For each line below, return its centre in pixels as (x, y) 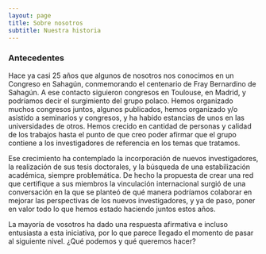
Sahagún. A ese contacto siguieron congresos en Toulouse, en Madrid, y (127, 92)
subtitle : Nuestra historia (55, 30)
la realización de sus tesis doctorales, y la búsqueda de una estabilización (129, 167)
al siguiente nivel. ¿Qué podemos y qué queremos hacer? (102, 241)
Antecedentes (37, 58)
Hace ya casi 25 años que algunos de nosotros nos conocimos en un (121, 75)
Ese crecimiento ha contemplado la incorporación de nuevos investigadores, (133, 158)
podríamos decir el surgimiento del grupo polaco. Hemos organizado (121, 101)
